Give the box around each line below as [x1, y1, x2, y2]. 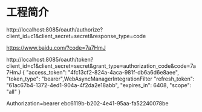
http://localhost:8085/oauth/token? [6, 56, 94, 63]
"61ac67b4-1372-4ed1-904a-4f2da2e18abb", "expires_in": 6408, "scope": [6, 81, 192, 88]
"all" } [6, 88, 21, 95]
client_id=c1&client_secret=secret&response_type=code [6, 32, 146, 39]
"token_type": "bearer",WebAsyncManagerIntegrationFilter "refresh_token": [6, 75, 195, 82]
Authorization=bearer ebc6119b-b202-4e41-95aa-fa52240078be [6, 99, 169, 107]
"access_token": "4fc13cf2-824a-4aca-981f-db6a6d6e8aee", [26, 68, 180, 76]
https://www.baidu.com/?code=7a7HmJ [6, 44, 106, 51]
